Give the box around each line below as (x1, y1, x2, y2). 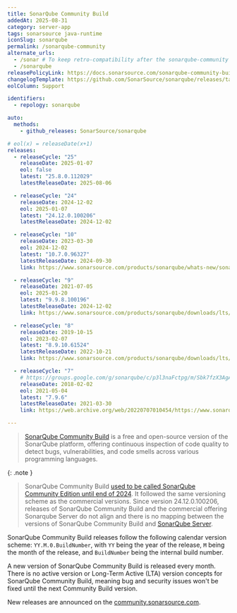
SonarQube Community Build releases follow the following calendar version (7, 533, 227, 541)
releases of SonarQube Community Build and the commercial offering (24, 504, 227, 513)
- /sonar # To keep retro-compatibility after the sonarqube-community (13, 56, 229, 63)
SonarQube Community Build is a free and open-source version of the (24, 433, 229, 440)
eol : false (20, 166, 52, 173)
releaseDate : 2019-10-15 (20, 328, 93, 335)
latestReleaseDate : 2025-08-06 (20, 180, 112, 187)
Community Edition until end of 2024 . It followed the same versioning (24, 490, 226, 497)
